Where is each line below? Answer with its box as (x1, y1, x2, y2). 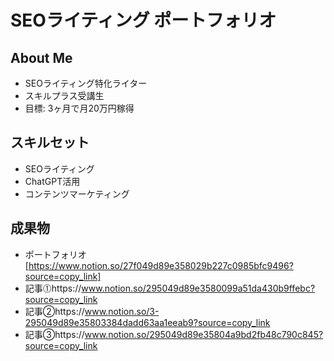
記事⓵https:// (24, 282, 82, 294)
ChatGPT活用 (24, 175, 81, 187)
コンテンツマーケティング (24, 187, 130, 200)
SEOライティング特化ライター (24, 77, 148, 89)
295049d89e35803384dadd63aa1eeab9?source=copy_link (24, 316, 271, 328)
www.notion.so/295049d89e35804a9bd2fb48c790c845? (84, 328, 324, 340)
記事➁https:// (24, 305, 85, 317)
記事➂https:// (24, 328, 85, 340)
